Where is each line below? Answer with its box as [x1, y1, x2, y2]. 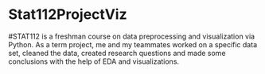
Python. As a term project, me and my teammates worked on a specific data [8, 39, 257, 49]
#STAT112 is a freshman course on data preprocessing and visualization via [8, 31, 255, 41]
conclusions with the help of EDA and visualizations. [8, 57, 180, 66]
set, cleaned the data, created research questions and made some [8, 48, 226, 57]
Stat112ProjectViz [8, 6, 127, 24]
